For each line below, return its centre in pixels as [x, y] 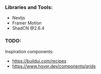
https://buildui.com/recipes [39, 61]
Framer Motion [27, 23]
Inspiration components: [29, 51]
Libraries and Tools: [29, 7]
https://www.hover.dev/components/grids [54, 66]
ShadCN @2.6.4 [28, 28]
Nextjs [18, 18]
